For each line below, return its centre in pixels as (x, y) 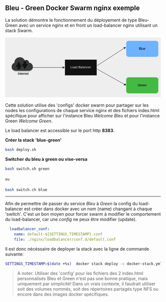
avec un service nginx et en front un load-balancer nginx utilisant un (88, 25)
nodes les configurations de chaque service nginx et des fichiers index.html (82, 111)
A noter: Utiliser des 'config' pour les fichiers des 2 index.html (80, 273)
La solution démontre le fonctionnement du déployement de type (71, 20)
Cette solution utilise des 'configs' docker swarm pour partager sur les (77, 105)
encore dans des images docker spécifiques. (63, 294)
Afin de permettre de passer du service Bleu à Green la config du (71, 204)
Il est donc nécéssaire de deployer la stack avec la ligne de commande (77, 249)
